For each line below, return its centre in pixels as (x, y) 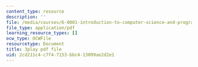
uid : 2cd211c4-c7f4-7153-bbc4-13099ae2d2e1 (60, 55)
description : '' (26, 17)
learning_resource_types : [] (42, 33)
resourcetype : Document (35, 44)
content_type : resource (35, 11)
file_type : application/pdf (41, 28)
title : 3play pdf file (34, 50)
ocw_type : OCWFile (29, 38)
